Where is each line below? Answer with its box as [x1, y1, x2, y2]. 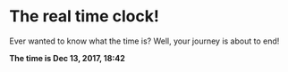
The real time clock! [9, 6, 159, 27]
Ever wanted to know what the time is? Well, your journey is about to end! [9, 36, 280, 46]
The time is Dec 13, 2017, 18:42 [9, 52, 125, 63]
